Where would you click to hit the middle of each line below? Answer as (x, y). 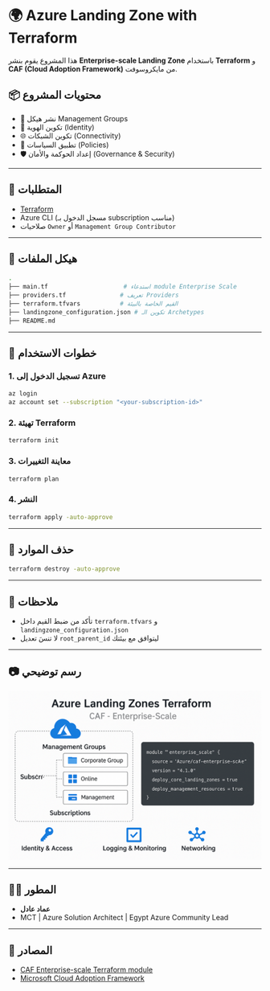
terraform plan (34, 479)
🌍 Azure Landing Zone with (103, 16)
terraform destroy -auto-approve (64, 569)
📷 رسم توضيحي (45, 672)
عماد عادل (35, 909)
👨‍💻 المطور (33, 889)
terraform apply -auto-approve (61, 517)
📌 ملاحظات (33, 602)
